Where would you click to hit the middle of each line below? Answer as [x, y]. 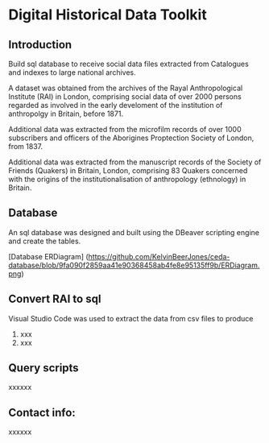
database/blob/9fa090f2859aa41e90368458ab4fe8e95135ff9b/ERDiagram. [134, 265]
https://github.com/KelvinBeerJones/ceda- [159, 256]
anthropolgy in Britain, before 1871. [66, 114]
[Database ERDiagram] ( [48, 256]
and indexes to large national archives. [72, 72]
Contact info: [42, 412]
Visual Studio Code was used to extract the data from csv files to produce [131, 318]
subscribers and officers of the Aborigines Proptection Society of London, [131, 138]
